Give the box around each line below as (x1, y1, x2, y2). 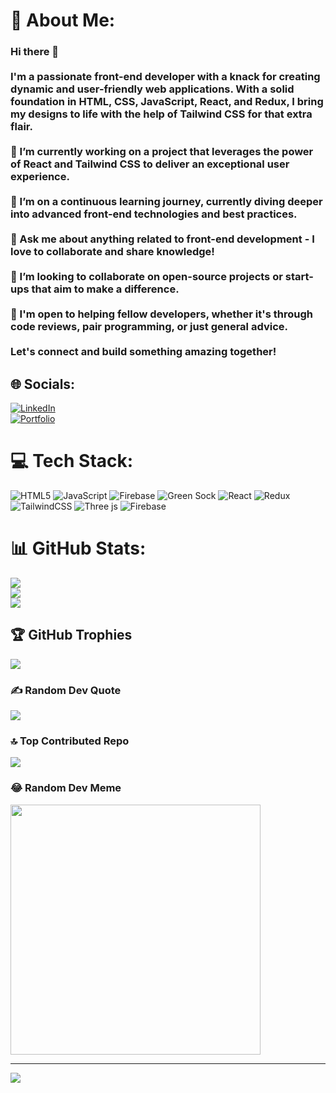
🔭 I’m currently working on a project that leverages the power (10, 145, 314, 159)
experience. (10, 170, 70, 184)
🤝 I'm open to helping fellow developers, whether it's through (10, 307, 313, 321)
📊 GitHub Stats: (10, 537, 147, 560)
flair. (10, 120, 33, 134)
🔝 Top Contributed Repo (10, 734, 130, 748)
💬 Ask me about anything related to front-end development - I (10, 232, 315, 246)
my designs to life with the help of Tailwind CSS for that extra (10, 107, 313, 121)
